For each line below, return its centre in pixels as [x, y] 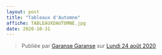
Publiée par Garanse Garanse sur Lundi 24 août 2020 [89, 46]
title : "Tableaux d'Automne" [43, 18]
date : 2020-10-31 [28, 29]
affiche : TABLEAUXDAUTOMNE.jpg [46, 23]
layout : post [23, 12]
